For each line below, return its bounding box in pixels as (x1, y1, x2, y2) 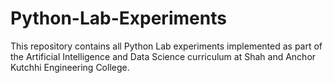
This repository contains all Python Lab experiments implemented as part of (10, 40, 323, 52)
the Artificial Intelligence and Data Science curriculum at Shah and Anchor (10, 50, 317, 62)
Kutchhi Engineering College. (10, 61, 130, 73)
